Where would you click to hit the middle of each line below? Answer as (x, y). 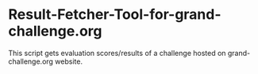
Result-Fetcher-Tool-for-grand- (115, 15)
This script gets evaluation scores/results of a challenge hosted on (117, 53)
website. (69, 61)
